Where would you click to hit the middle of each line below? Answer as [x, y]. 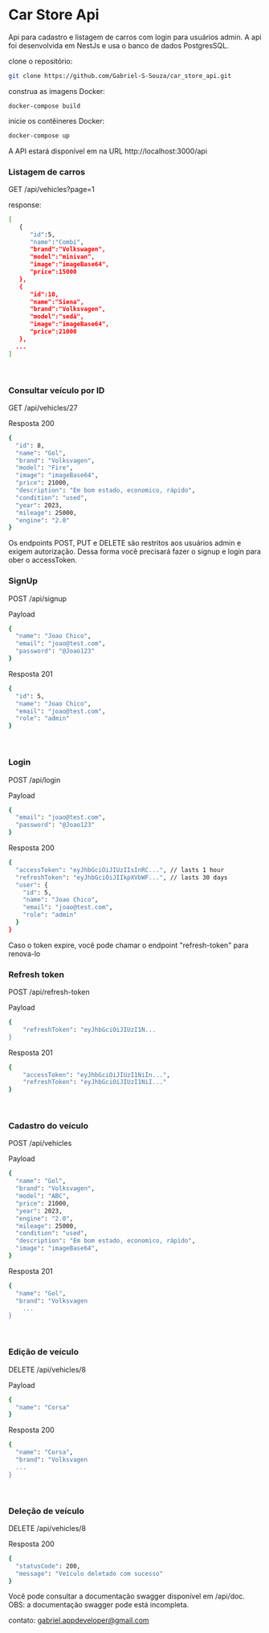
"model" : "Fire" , [45, 468]
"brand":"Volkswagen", [67, 250]
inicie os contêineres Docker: [57, 121]
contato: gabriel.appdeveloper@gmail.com [79, 1620]
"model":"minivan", [62, 257]
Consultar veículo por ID [57, 390]
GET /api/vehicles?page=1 [51, 189]
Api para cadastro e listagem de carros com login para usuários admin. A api [135, 37]
